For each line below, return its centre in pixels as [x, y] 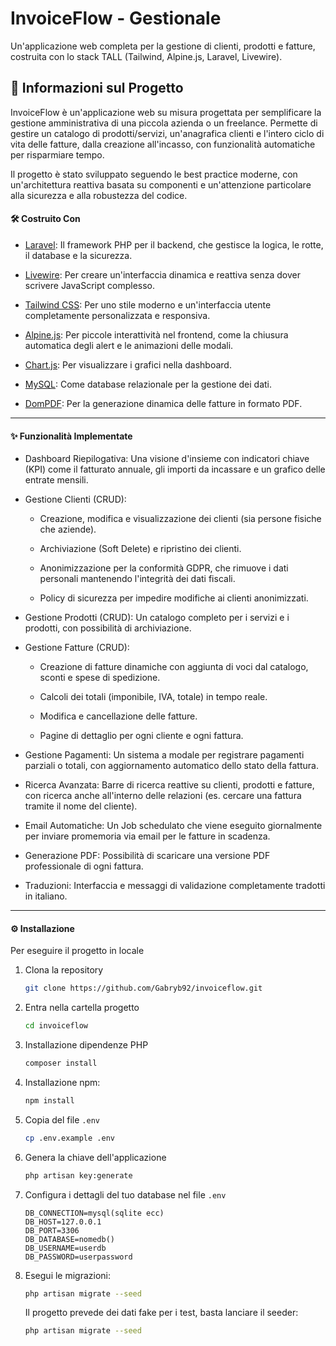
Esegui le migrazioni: [68, 1275]
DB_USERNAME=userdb [65, 1248]
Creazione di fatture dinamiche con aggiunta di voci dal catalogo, [174, 667]
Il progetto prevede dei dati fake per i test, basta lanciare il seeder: [161, 1313]
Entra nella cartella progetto [82, 1008]
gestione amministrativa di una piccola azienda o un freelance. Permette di [164, 123]
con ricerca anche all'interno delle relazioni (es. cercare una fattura [163, 796]
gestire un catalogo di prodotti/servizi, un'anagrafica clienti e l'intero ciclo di [167, 133]
